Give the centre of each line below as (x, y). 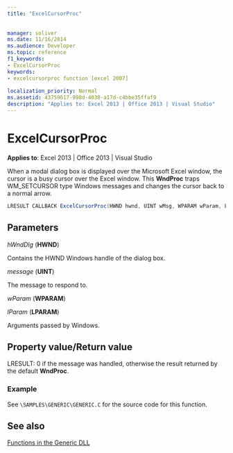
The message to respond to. (48, 285)
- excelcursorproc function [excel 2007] (68, 78)
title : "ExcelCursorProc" (44, 14)
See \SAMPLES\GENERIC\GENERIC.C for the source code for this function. (107, 404)
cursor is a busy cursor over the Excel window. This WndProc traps (103, 179)
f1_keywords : (26, 59)
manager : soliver (32, 33)
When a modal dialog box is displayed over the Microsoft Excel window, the (115, 171)
